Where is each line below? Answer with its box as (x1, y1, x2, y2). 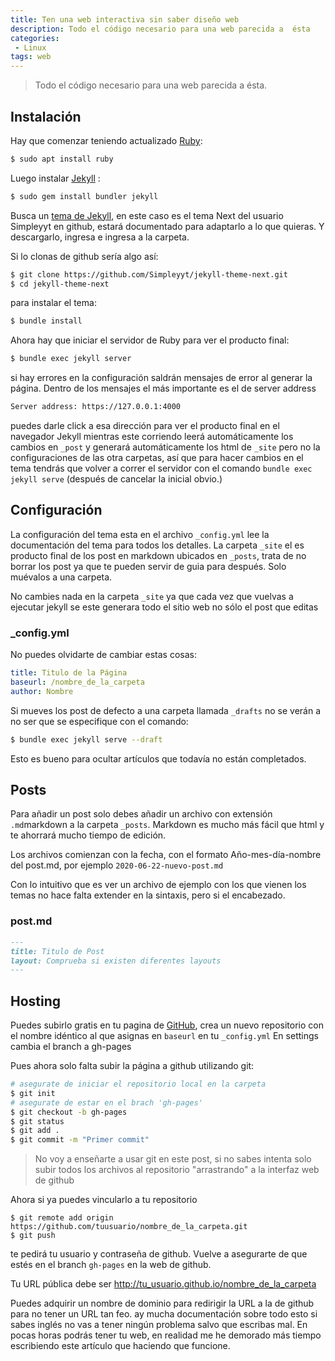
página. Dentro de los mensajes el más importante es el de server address (10, 382, 317, 395)
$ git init (10, 1088, 56, 1098)
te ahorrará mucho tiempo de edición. (10, 829, 167, 841)
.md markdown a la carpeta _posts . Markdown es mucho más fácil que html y (10, 819, 325, 831)
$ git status (10, 1116, 65, 1126)
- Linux (14, 42, 47, 53)
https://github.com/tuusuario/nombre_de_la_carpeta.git (10, 1222, 248, 1232)
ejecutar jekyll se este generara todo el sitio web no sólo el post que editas (10, 601, 319, 613)
